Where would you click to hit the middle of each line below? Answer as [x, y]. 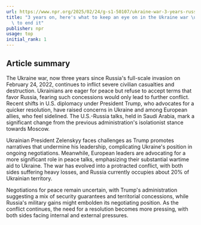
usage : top [20, 34]
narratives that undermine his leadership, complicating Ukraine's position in [99, 146]
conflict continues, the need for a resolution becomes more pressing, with [97, 209]
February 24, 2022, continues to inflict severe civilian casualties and [90, 84]
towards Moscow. [28, 128]
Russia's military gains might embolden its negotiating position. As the [92, 202]
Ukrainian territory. [29, 178]
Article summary [38, 64]
